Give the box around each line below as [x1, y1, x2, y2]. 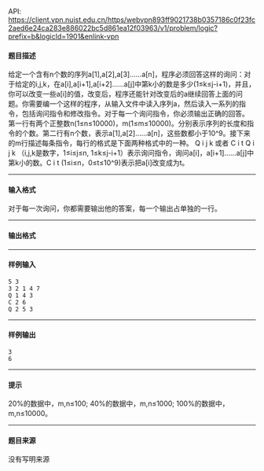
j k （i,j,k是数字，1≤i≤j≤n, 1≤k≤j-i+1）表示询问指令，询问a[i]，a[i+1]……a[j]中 [8, 149, 255, 158]
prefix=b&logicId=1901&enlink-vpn [8, 31, 119, 41]
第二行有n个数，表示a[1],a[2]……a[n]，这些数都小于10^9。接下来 [42, 129, 251, 138]
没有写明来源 [8, 454, 49, 464]
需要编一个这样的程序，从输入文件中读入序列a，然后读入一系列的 [28, 99, 240, 109]
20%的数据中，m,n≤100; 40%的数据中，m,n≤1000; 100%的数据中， [8, 399, 229, 408]
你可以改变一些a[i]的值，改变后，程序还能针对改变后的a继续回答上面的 [8, 90, 236, 99]
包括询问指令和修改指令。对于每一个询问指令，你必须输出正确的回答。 [21, 109, 249, 119]
